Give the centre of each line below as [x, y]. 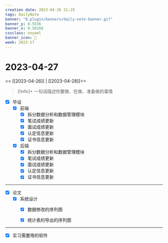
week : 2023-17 [20, 42]
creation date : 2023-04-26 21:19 [40, 10]
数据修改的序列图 [45, 209]
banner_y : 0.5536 [23, 24]
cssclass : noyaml [23, 33]
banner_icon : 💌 [21, 38]
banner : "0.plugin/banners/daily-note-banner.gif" [59, 19]
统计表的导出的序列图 [49, 220]
